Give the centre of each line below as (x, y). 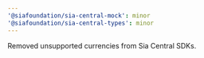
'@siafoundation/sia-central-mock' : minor (79, 15)
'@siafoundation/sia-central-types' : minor (81, 23)
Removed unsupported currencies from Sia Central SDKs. (102, 45)
